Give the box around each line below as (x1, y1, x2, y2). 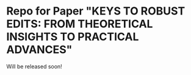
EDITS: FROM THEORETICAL (6, 17, 153, 31)
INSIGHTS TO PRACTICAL (6, 30, 139, 44)
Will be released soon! (6, 62, 62, 70)
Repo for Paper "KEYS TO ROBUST (6, 4, 186, 18)
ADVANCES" (6, 43, 73, 57)
